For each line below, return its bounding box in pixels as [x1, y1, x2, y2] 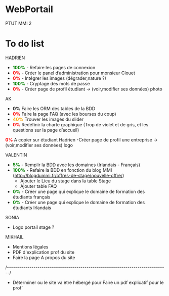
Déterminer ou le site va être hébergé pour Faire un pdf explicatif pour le [12, 279, 164, 285]
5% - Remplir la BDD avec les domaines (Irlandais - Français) [12, 162, 141, 168]
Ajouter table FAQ [20, 183, 57, 189]
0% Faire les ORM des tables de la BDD [12, 105, 96, 112]
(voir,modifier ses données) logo [5, 142, 73, 148]
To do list [5, 38, 45, 50]
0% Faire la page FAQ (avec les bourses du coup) [12, 111, 116, 117]
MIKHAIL [5, 234, 24, 240]
